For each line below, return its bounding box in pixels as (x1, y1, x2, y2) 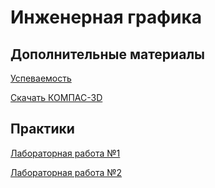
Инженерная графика (10, 6, 203, 29)
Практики (10, 121, 75, 138)
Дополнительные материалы (10, 46, 206, 63)
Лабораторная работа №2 (10, 166, 123, 178)
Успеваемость (10, 72, 72, 84)
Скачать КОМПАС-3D (10, 92, 103, 103)
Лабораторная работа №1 (10, 147, 121, 159)
